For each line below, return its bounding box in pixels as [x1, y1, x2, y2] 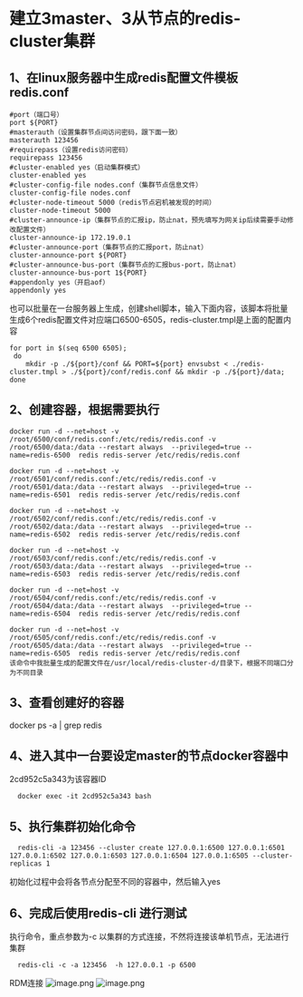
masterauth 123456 [9, 136, 79, 145]
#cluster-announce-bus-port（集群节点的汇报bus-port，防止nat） [9, 260, 241, 269]
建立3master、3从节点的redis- [9, 8, 241, 29]
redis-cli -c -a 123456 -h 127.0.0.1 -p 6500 [17, 961, 196, 970]
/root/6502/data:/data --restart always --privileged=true [9, 522, 241, 531]
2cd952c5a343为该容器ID [9, 774, 107, 785]
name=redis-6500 [9, 450, 71, 460]
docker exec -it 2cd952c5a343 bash [17, 792, 152, 801]
